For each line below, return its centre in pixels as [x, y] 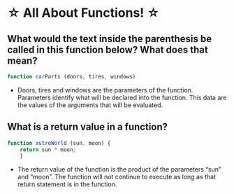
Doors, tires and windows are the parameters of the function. [105, 90]
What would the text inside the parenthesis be [109, 39]
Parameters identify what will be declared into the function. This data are [122, 97]
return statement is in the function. [67, 184]
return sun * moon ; [48, 150]
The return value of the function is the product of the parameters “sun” [119, 169]
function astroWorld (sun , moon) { [59, 143]
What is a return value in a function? [88, 127]
